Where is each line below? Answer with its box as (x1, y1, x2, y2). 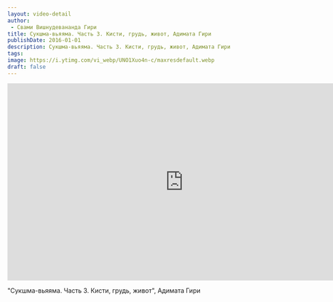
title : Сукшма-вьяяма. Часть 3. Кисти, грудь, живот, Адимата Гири (7, 30, 212, 38)
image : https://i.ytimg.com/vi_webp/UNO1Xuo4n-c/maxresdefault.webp (7, 57, 215, 64)
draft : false (7, 63, 46, 70)
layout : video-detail (7, 10, 72, 18)
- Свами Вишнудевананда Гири (10, 23, 97, 31)
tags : (7, 50, 23, 58)
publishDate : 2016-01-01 (7, 37, 81, 44)
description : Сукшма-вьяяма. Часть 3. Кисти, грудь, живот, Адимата (7, 43, 215, 50)
